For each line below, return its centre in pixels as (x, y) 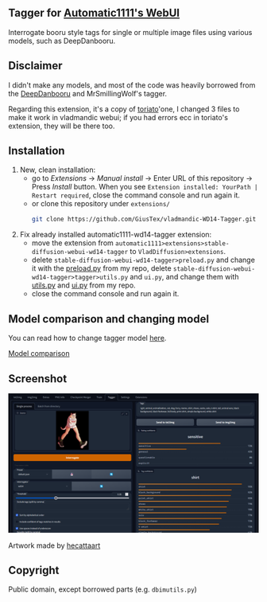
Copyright (34, 570)
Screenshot (38, 379)
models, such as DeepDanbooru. (62, 41)
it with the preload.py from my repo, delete (102, 268)
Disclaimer (35, 66)
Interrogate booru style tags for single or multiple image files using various (130, 32)
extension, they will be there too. (62, 126)
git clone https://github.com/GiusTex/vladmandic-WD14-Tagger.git (144, 219)
